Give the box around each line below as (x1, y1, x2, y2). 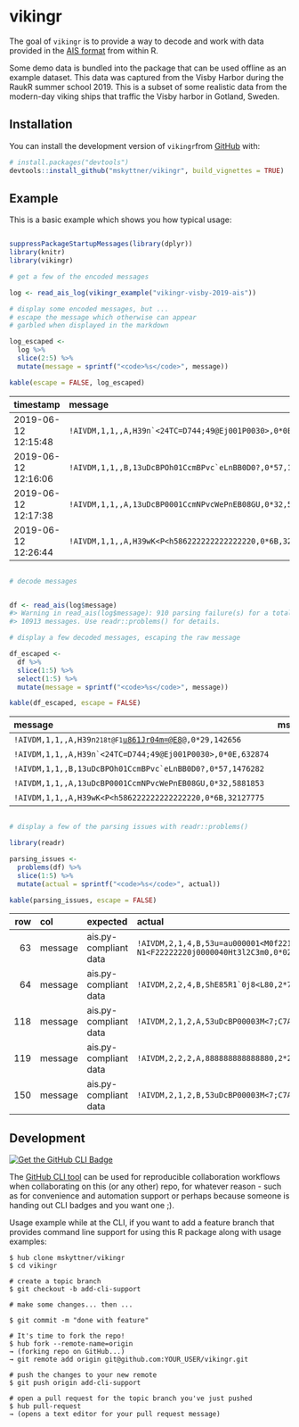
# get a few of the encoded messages (9, 272, 149, 281)
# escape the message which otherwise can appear (9, 312, 198, 322)
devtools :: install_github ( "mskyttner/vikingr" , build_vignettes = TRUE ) (9, 166, 285, 175)
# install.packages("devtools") (9, 158, 129, 167)
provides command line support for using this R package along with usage (9, 1227, 282, 1238)
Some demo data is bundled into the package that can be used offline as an (9, 62, 287, 73)
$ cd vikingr (9, 1261, 58, 1271)
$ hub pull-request (9, 1402, 82, 1411)
